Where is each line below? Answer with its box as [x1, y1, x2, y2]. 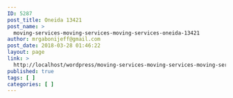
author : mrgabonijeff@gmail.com [7, 36, 101, 43]
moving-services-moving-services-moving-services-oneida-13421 [13, 29, 200, 37]
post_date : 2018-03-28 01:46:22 [7, 42, 101, 49]
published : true [7, 68, 54, 75]
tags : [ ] [7, 74, 36, 81]
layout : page [7, 49, 45, 56]
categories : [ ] [7, 81, 54, 88]
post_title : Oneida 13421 [7, 17, 82, 23]
